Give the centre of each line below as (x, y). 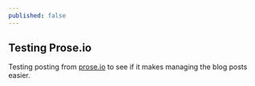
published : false (37, 16)
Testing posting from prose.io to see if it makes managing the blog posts (128, 67)
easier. (19, 76)
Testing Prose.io (50, 48)
